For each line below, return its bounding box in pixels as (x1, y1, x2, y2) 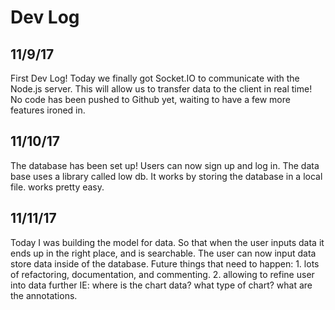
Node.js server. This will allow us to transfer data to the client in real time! (10, 83, 313, 95)
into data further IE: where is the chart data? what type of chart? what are (10, 279, 313, 291)
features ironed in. (10, 104, 86, 116)
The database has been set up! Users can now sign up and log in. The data (10, 159, 320, 171)
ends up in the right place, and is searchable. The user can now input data (10, 247, 317, 259)
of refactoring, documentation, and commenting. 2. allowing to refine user (10, 268, 315, 280)
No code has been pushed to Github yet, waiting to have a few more (10, 94, 291, 105)
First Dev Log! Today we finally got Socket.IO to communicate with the (10, 72, 300, 84)
